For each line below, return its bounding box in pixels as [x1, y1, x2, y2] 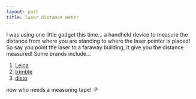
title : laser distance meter [6, 14, 79, 20]
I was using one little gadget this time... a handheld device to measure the [6, 31, 188, 38]
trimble [14, 68, 33, 75]
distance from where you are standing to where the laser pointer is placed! [6, 37, 191, 44]
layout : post [6, 8, 39, 15]
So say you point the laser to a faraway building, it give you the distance [6, 43, 184, 51]
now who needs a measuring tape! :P [6, 86, 98, 93]
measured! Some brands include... [6, 50, 91, 57]
